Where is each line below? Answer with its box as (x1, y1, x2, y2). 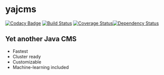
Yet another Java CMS (5, 35, 77, 43)
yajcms (5, 4, 37, 15)
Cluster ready (12, 53, 41, 59)
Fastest (12, 48, 28, 54)
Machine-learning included (12, 64, 69, 70)
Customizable (12, 59, 41, 65)
